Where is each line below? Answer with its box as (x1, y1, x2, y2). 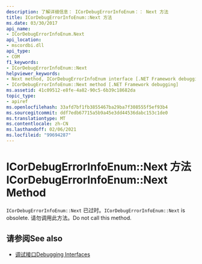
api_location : (6, 37, 42, 43)
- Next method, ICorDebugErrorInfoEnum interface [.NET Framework (6, 76, 176, 82)
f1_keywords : (6, 59, 39, 65)
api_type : (6, 48, 31, 54)
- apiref (6, 98, 28, 104)
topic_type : (6, 93, 36, 99)
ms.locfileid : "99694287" (6, 132, 71, 139)
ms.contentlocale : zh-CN (6, 121, 69, 127)
